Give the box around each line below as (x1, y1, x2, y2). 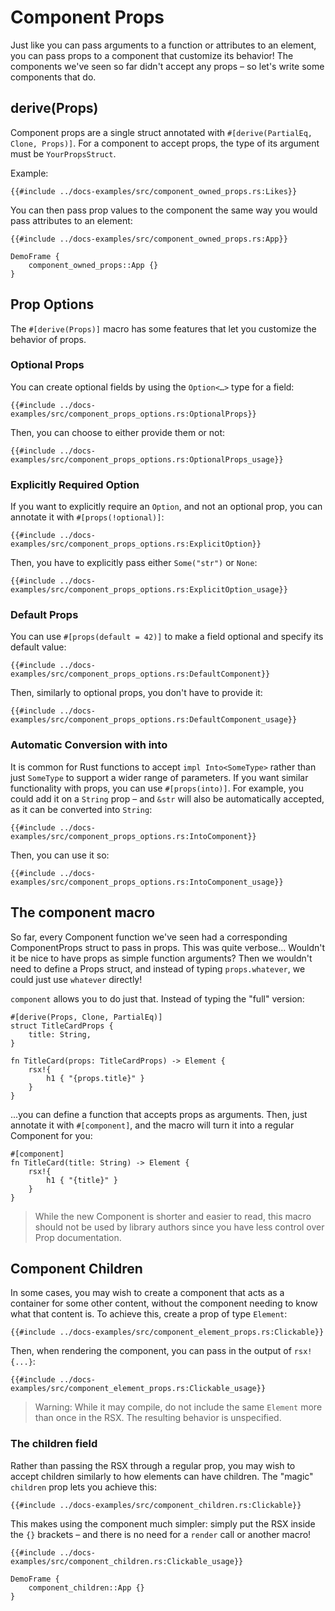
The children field (10, 1437, 98, 1451)
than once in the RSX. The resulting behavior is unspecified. (34, 1412, 282, 1424)
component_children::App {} (28, 1582, 145, 1593)
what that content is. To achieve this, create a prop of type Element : (10, 1308, 288, 1320)
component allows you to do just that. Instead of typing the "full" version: (10, 992, 305, 1005)
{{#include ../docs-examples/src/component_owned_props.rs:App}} (10, 234, 288, 244)
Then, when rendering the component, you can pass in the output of (10, 1345, 292, 1357)
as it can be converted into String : (10, 803, 153, 815)
